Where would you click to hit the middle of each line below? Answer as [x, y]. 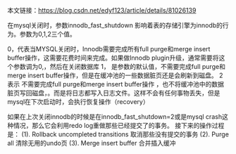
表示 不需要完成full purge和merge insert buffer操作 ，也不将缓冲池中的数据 [116, 84]
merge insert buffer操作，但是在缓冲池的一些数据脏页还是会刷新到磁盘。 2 [115, 75]
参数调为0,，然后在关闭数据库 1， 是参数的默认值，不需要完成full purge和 [119, 66]
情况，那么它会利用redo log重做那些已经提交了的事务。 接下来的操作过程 [119, 126]
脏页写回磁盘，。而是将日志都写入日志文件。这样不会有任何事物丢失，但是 [114, 93]
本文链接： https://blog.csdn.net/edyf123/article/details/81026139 [102, 10]
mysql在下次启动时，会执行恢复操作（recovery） [78, 102]
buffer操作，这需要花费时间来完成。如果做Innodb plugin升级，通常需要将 [113, 58]
